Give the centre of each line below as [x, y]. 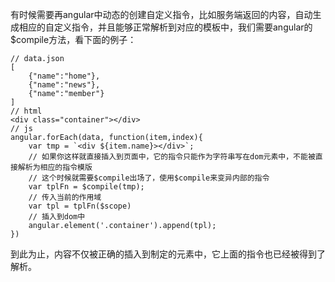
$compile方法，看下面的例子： [73, 39]
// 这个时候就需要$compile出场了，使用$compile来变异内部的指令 [149, 178]
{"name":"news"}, [64, 85]
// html [26, 111]
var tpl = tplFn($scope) [80, 206]
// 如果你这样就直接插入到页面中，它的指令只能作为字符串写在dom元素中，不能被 [172, 157]
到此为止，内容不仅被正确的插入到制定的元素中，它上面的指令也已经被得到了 [168, 254]
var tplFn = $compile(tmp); [86, 187]
